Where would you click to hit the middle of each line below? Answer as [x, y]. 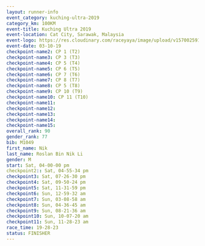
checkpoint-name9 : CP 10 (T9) [45, 92]
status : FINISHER [28, 233]
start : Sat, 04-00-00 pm [38, 165]
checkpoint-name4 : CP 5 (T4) [43, 63]
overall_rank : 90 [28, 131]
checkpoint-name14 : [31, 120]
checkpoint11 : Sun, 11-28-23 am [47, 222]
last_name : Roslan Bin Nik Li [45, 154]
